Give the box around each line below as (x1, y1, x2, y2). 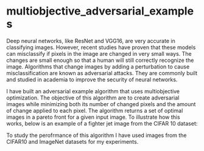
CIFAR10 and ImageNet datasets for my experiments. (6, 138, 139, 145)
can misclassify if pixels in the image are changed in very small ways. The (6, 50, 192, 57)
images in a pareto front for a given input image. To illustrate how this (6, 113, 181, 121)
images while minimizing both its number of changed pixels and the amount (6, 100, 196, 107)
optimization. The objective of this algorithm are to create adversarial (6, 94, 180, 101)
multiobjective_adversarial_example (6, 4, 194, 18)
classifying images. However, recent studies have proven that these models (6, 44, 196, 51)
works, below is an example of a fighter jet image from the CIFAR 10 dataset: (6, 119, 198, 127)
